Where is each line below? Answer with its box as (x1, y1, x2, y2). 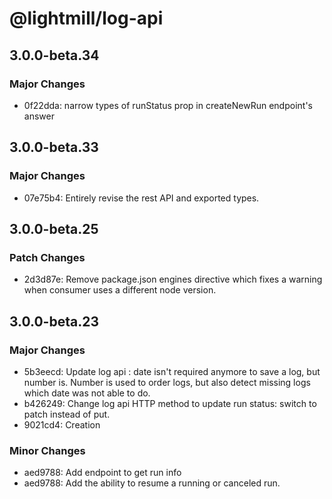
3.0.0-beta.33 (9, 139, 99, 156)
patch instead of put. (23, 408, 111, 420)
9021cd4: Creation (23, 418, 101, 431)
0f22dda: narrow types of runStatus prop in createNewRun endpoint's (23, 99, 313, 111)
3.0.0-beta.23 (9, 313, 99, 330)
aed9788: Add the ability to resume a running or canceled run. (23, 477, 281, 489)
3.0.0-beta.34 (9, 47, 100, 64)
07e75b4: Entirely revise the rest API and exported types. (23, 192, 260, 204)
